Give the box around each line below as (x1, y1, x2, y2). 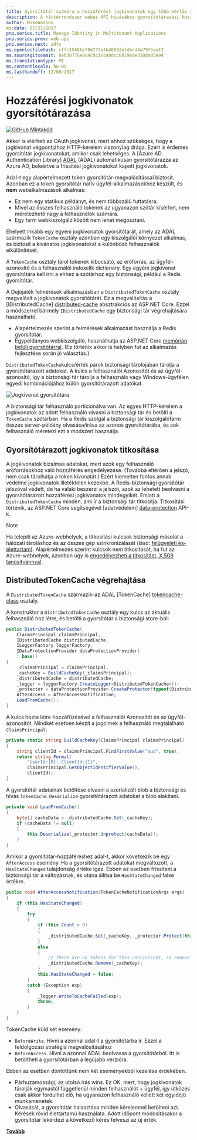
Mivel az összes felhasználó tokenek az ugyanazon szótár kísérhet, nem (14, 204, 189, 211)
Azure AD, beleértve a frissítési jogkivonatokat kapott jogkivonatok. (6, 162, 168, 169)
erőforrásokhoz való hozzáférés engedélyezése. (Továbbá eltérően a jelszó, (6, 467, 189, 474)
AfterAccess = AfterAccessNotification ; (16, 692, 117, 698)
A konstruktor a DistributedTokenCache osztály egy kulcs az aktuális (6, 609, 171, 616)
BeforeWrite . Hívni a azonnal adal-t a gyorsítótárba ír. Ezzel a (14, 1037, 162, 1044)
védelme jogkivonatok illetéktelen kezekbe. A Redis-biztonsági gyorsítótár (6, 479, 185, 486)
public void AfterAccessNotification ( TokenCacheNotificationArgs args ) (6, 889, 185, 895)
